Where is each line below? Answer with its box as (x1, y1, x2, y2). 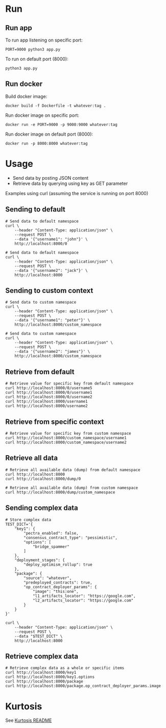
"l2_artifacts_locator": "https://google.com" (32, 597, 134, 603)
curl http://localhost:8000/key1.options (5, 674, 95, 680)
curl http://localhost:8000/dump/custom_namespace (5, 489, 115, 495)
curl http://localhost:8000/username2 (5, 403, 88, 409)
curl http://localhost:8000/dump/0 (5, 476, 81, 481)
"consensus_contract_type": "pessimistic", (23, 535, 117, 540)
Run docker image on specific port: (5, 112, 80, 118)
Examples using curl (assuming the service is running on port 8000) (5, 190, 149, 196)
